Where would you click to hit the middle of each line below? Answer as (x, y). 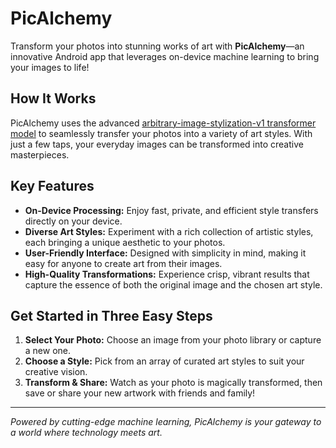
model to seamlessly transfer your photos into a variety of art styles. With (161, 133)
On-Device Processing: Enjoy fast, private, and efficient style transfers (171, 210)
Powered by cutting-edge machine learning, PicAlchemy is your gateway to (166, 422)
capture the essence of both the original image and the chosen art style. (173, 284)
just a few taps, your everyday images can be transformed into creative (157, 144)
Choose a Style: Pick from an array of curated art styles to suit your (164, 361)
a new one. (48, 351)
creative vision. (56, 372)
